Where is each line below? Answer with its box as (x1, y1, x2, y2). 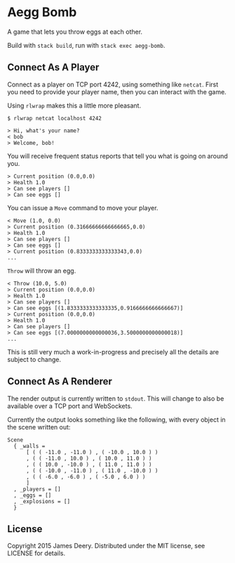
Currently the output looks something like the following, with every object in (7, 415, 226, 424)
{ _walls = (13, 442, 46, 450)
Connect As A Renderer (7, 375, 112, 387)
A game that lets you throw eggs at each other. (7, 27, 142, 36)
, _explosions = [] (13, 498, 71, 505)
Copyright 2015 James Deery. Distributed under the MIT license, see (7, 542, 206, 550)
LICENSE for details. (7, 549, 66, 557)
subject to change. (7, 355, 62, 363)
